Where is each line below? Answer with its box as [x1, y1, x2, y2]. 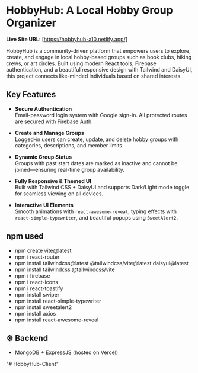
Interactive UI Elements [14, 201, 74, 208]
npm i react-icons [14, 278, 58, 285]
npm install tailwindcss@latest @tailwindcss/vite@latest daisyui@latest [14, 259, 189, 266]
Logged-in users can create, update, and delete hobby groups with [14, 136, 179, 143]
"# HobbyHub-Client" [6, 361, 59, 368]
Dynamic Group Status [14, 153, 72, 160]
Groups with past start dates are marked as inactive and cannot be [14, 159, 178, 166]
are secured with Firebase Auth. [14, 118, 93, 125]
